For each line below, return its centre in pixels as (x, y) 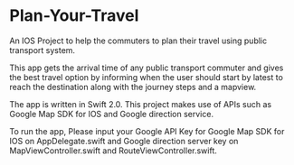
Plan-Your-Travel (74, 16)
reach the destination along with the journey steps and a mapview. (133, 87)
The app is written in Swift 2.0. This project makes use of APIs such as (141, 104)
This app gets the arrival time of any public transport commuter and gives (147, 68)
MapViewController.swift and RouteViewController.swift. (113, 151)
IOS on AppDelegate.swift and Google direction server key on (124, 141)
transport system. (42, 50)
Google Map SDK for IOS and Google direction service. (112, 114)
